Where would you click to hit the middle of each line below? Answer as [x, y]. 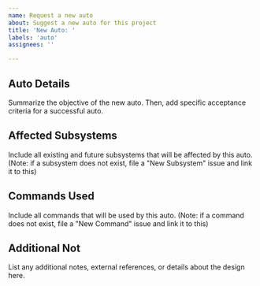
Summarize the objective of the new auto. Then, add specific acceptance [127, 102]
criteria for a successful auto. [56, 110]
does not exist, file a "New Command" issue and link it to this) [108, 223]
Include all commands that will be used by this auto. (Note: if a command [126, 215]
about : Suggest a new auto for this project [82, 23]
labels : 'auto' [33, 37]
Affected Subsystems [63, 136]
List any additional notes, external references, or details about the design [127, 267]
